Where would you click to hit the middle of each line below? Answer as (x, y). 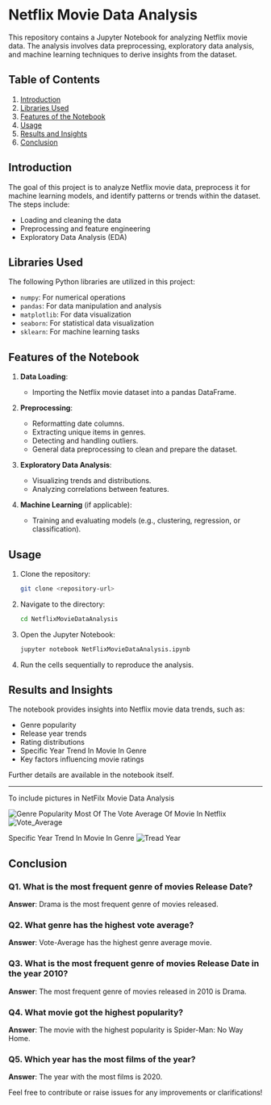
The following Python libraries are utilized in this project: (102, 282)
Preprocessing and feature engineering (85, 229)
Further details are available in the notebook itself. (92, 775)
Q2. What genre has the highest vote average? (101, 925)
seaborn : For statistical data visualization (87, 323)
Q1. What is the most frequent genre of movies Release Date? (131, 886)
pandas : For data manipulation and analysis (91, 306)
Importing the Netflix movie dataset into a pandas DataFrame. (134, 393)
